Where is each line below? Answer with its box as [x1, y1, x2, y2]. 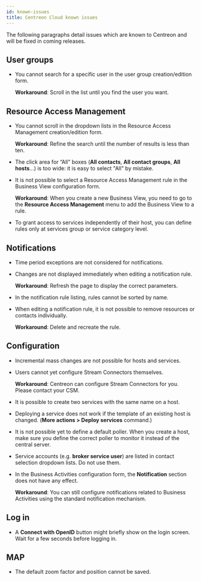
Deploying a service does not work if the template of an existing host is [14, 410, 191, 417]
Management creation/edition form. [14, 129, 103, 136]
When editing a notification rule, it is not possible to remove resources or [14, 305, 195, 312]
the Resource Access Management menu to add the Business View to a [14, 201, 194, 208]
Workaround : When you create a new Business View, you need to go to [14, 194, 192, 202]
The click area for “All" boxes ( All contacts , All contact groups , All [14, 158, 181, 166]
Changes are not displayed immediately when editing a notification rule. [14, 270, 193, 278]
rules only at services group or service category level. [14, 225, 149, 232]
